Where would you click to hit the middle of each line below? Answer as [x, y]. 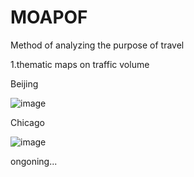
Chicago [27, 122]
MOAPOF [49, 17]
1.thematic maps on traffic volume [80, 64]
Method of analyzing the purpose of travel [97, 45]
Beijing [24, 83]
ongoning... [34, 161]
